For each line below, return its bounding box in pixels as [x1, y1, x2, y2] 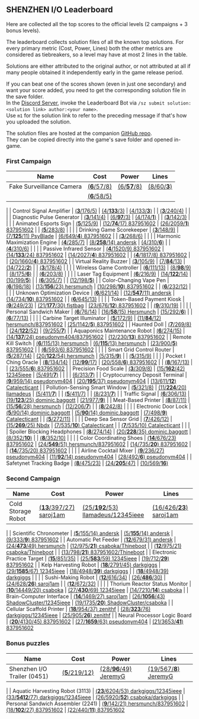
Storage [9, 507, 31, 515]
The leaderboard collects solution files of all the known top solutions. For [6, 38, 184, 45]
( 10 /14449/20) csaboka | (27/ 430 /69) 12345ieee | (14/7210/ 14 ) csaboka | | [6, 587, 189, 594]
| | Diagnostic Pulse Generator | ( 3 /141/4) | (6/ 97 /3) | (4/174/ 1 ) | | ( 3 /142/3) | [6, 214, 191, 221]
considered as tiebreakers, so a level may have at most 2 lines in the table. [6, 50, 188, 58]
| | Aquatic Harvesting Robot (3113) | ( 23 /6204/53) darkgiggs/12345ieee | [6, 687, 185, 694]
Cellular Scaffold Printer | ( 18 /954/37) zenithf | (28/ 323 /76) [6, 606, 151, 613]
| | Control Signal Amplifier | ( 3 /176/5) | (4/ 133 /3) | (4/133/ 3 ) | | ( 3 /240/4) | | [6, 207, 191, 214]
